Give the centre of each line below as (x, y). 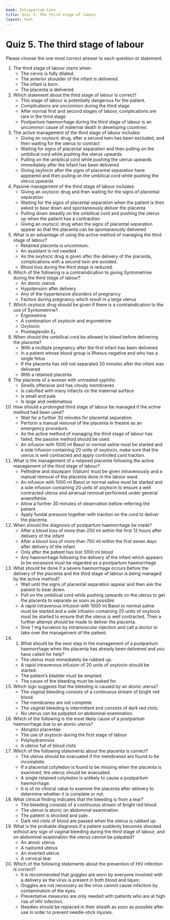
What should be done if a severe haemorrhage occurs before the (81, 568)
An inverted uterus (40, 853)
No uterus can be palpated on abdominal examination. (77, 714)
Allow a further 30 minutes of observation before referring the (85, 504)
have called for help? (42, 654)
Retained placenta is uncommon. (55, 245)
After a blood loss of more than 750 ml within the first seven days (89, 541)
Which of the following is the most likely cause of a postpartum (79, 719)
